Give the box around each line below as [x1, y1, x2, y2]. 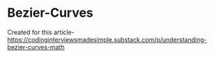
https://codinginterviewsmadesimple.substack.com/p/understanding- [7, 35, 207, 43]
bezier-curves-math [7, 43, 65, 51]
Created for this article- [7, 28, 75, 36]
